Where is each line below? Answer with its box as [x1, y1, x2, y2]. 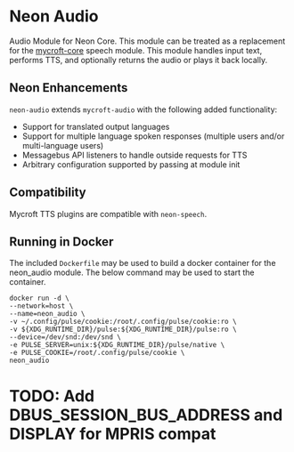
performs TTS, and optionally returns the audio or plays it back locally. [9, 54, 268, 65]
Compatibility [9, 185, 86, 200]
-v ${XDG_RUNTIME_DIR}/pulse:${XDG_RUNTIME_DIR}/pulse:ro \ [9, 325, 238, 335]
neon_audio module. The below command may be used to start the [9, 267, 256, 278]
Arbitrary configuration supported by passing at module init [21, 158, 241, 170]
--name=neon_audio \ [9, 310, 86, 319]
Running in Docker [9, 234, 114, 249]
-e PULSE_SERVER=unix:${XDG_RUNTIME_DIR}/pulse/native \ [9, 341, 225, 350]
